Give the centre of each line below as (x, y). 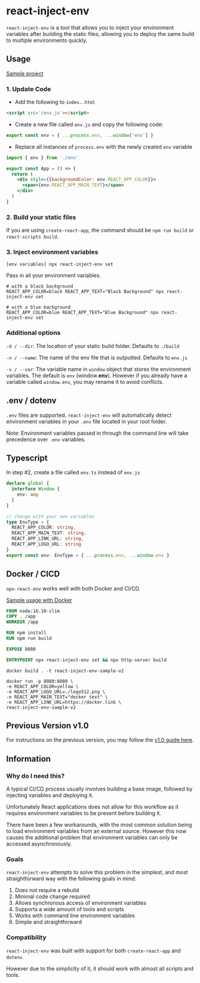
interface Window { (36, 489)
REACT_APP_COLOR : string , (44, 527)
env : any (28, 494)
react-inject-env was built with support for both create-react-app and (93, 950)
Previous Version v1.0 (47, 726)
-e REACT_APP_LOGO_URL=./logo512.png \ (56, 692)
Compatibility (26, 938)
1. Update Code (29, 89)
